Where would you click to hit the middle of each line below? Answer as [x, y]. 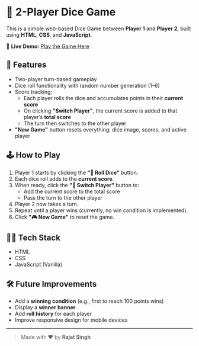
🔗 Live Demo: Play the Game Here [48, 46]
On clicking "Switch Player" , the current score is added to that [100, 110]
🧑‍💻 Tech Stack [33, 237]
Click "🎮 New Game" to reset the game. [64, 217]
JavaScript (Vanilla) [38, 265]
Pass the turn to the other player [63, 197]
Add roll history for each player [53, 314]
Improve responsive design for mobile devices [71, 320]
